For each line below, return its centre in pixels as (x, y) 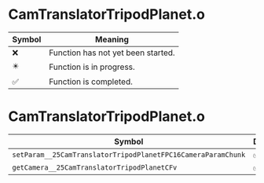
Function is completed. (91, 82)
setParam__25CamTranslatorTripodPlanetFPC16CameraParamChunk (129, 154)
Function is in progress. (92, 67)
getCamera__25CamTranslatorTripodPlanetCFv (95, 167)
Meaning (112, 39)
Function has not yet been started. (112, 53)
